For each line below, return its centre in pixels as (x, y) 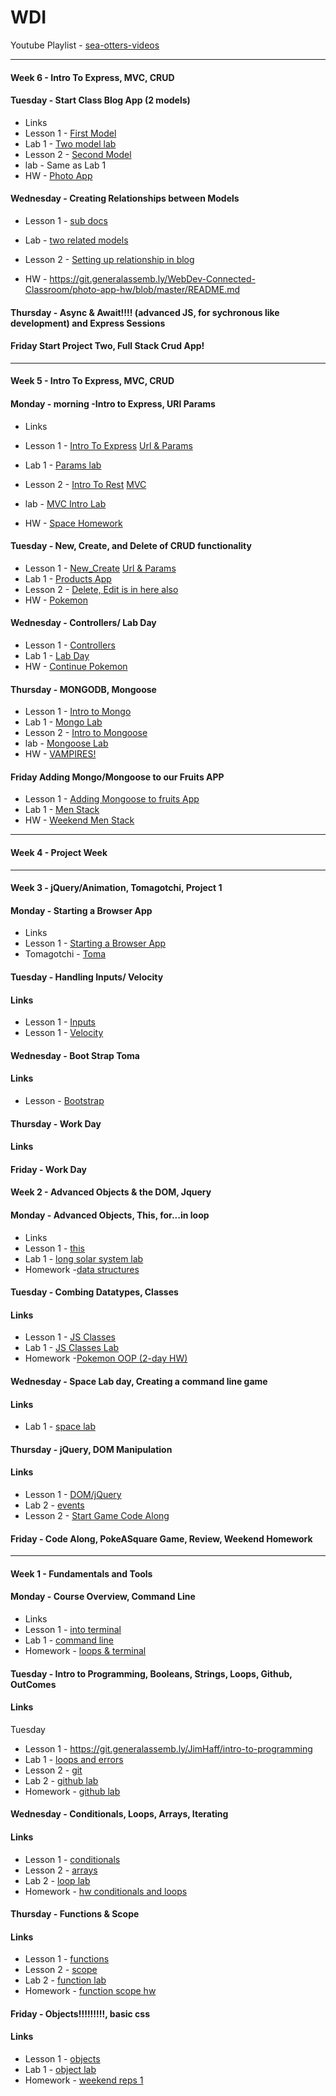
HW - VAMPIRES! (60, 754)
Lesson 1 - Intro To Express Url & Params (108, 445)
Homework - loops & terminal (85, 1650)
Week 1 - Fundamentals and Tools (81, 1573)
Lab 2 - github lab (61, 1780)
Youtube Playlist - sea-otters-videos (85, 45)
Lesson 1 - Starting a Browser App (95, 943)
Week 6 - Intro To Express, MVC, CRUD (92, 77)
